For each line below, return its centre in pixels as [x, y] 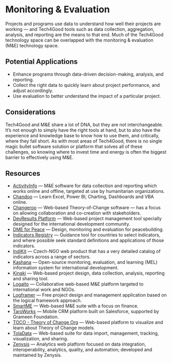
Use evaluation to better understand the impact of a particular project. [87, 96]
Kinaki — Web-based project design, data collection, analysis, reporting [89, 273]
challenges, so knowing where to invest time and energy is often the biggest [86, 152]
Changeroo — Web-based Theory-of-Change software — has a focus [87, 208]
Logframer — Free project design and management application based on [90, 295]
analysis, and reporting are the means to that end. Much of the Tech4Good [84, 34]
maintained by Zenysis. [37, 355]
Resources [23, 173]
